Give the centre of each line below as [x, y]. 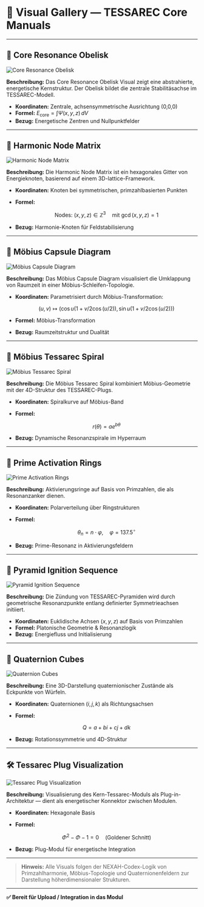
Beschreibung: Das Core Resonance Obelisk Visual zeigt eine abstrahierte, [100, 82]
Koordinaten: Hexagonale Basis [55, 813]
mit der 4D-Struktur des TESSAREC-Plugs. [60, 390]
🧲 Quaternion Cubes [45, 659]
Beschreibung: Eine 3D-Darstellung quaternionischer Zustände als [90, 686]
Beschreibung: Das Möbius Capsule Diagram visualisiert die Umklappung [99, 278]
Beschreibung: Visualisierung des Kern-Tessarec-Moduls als [83, 794]
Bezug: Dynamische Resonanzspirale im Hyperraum [80, 438]
